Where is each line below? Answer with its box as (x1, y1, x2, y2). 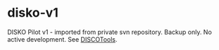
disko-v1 (7, 5, 58, 21)
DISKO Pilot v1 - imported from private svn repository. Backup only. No (7, 28, 213, 36)
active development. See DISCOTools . (7, 35, 118, 43)
